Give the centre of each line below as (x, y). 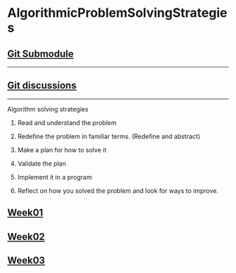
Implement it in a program (55, 177)
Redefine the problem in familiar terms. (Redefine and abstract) (109, 136)
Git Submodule (40, 54)
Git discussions (42, 86)
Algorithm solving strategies (48, 109)
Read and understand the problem (67, 122)
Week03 (26, 260)
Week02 (26, 237)
